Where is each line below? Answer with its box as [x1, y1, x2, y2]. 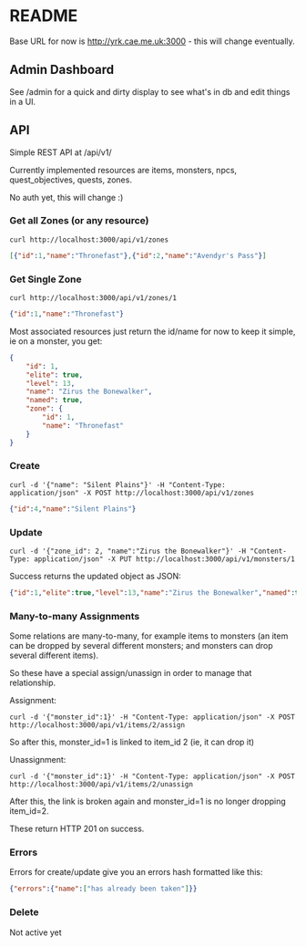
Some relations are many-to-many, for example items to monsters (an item [9, 630, 289, 641]
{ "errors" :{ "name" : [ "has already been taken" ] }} [9, 884, 198, 894]
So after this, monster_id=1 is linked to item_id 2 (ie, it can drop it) [9, 736, 255, 748]
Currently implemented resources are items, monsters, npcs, [9, 164, 238, 175]
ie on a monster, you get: [9, 335, 103, 347]
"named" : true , [25, 396, 84, 405]
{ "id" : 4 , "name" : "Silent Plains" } [9, 504, 137, 514]
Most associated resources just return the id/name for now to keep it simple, [9, 326, 296, 337]
